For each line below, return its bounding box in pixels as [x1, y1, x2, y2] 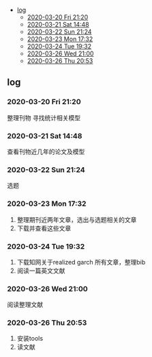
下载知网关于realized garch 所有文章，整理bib [16, 258, 146, 266]
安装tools [16, 334, 43, 343]
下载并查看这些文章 [16, 224, 72, 232]
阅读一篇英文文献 [16, 267, 65, 275]
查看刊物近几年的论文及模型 [7, 147, 85, 156]
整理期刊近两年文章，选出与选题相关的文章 [16, 215, 137, 223]
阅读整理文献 [7, 301, 43, 309]
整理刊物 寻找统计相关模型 [7, 113, 80, 122]
